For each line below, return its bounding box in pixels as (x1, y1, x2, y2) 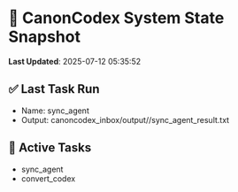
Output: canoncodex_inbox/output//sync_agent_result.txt (20, 114, 230, 125)
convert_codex (20, 173, 76, 184)
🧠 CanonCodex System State (8, 8, 225, 28)
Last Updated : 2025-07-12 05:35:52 (8, 56, 142, 66)
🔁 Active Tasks (8, 141, 92, 156)
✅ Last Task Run (8, 81, 100, 96)
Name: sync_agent (20, 105, 89, 116)
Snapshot (8, 27, 81, 47)
